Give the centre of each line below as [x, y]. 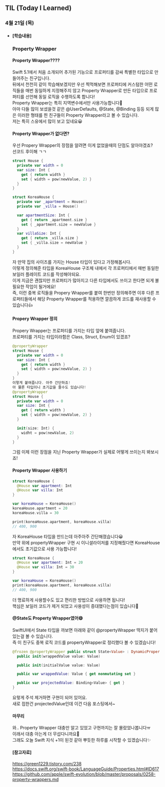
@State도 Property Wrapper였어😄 [48, 618]
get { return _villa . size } [50, 238]
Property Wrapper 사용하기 [40, 470]
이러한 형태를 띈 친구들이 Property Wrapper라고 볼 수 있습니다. [78, 115]
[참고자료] [22, 752]
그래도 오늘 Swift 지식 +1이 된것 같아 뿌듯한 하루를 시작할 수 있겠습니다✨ [82, 740]
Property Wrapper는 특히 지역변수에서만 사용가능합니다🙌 [67, 103]
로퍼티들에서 [24, 299]
